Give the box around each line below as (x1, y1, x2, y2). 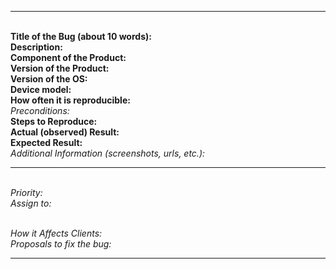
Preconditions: (10, 105, 70, 116)
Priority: (10, 187, 43, 198)
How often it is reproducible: (10, 94, 131, 106)
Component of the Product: (10, 52, 127, 63)
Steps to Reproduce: (10, 116, 98, 127)
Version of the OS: (10, 73, 88, 85)
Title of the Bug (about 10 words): (10, 31, 152, 42)
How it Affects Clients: (10, 227, 103, 239)
